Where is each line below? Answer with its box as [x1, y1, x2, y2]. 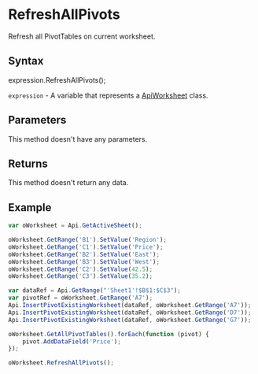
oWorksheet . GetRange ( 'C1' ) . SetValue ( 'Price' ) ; [8, 243, 164, 251]
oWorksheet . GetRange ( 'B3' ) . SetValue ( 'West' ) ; [8, 257, 160, 265]
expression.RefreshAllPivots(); [8, 75, 106, 84]
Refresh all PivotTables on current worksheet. [8, 31, 156, 41]
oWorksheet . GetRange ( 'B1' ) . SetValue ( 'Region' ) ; [8, 236, 168, 244]
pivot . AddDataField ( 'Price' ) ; [22, 337, 122, 346]
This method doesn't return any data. [8, 178, 129, 187]
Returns [8, 157, 49, 170]
